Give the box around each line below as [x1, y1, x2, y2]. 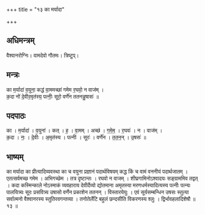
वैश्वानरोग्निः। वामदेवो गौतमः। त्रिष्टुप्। [6, 52, 79, 59]
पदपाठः [6, 111, 26, 121]
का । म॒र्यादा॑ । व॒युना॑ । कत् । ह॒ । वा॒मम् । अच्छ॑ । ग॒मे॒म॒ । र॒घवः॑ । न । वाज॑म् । [6, 127, 163, 134]
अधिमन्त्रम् [6, 35, 35, 46]
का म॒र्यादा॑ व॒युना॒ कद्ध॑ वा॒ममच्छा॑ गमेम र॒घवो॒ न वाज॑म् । [6, 86, 104, 93]
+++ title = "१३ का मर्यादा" [6, 6, 65, 13]
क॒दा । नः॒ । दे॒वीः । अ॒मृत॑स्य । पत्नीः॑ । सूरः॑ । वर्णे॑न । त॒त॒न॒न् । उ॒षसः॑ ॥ [6, 134, 146, 141]
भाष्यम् [6, 152, 24, 162]
